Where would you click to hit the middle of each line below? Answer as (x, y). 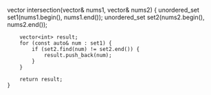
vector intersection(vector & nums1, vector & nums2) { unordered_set (103, 10)
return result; (41, 79)
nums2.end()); (27, 24)
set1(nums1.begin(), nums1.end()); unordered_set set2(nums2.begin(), (106, 17)
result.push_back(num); (78, 55)
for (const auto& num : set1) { (66, 43)
